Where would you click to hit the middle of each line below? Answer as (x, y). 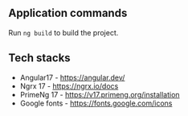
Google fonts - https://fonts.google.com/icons (96, 103)
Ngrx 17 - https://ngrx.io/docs (69, 86)
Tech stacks (39, 58)
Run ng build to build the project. (63, 32)
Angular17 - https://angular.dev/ (72, 77)
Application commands (68, 13)
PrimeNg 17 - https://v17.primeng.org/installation (100, 94)
